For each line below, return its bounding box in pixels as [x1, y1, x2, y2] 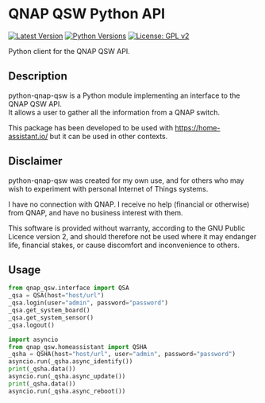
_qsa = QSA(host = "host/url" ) [8, 292, 105, 300]
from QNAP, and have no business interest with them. [8, 207, 184, 217]
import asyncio [8, 335, 59, 343]
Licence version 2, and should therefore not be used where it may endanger [8, 231, 257, 241]
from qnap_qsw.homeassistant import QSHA [8, 343, 148, 351]
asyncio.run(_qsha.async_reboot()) [8, 387, 126, 395]
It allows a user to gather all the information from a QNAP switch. [8, 107, 221, 117]
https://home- [175, 122, 221, 132]
